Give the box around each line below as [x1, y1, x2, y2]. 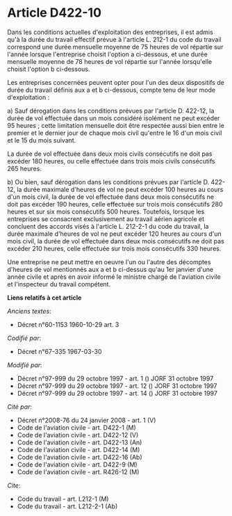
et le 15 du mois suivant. [7, 136, 76, 144]
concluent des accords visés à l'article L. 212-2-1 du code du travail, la [7, 222, 209, 230]
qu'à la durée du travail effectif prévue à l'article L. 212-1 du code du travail [7, 35, 222, 43]
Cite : [7, 481, 21, 490]
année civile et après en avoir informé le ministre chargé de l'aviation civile [7, 273, 221, 281]
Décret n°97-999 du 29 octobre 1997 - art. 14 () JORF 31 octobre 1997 [17, 389, 217, 397]
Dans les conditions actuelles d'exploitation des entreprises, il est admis [7, 28, 213, 36]
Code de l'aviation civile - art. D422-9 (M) [17, 460, 138, 469]
